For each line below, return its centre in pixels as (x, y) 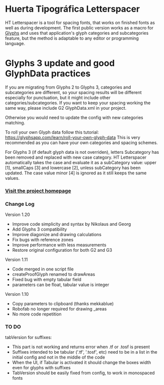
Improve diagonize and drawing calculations (57, 235)
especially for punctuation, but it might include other (58, 97)
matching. (15, 122)
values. (12, 178)
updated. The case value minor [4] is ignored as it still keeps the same (76, 173)
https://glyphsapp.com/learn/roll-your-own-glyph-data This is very (73, 137)
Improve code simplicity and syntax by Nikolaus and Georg (71, 224)
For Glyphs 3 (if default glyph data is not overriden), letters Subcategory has (82, 152)
